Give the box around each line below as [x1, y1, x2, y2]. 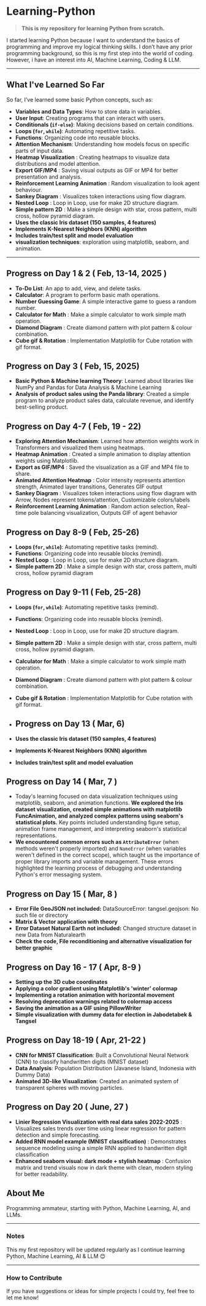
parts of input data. [15, 147, 64, 154]
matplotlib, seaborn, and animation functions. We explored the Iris [15, 799, 184, 806]
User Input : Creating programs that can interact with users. [15, 114, 166, 122]
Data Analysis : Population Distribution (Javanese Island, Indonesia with [15, 1064, 196, 1072]
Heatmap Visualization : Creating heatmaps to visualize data [15, 153, 170, 161]
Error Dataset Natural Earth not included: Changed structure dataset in [15, 925, 197, 932]
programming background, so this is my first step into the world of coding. [6, 49, 194, 56]
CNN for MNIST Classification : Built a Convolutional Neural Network [15, 1051, 189, 1059]
